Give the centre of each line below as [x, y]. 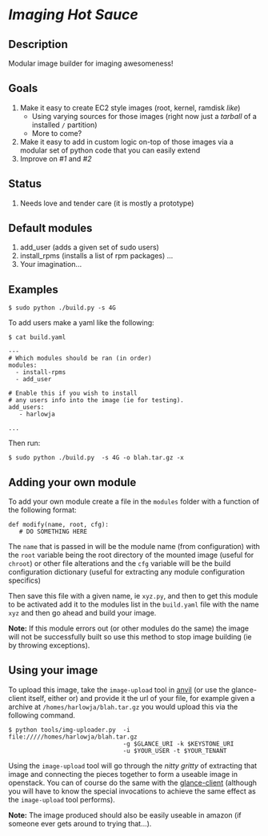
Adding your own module [72, 482]
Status [25, 184]
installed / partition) [64, 125]
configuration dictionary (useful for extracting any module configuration [127, 572]
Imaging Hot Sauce [73, 15]
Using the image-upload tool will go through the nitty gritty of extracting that [133, 766]
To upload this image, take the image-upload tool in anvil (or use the [119, 690]
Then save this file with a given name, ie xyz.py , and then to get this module [133, 596]
